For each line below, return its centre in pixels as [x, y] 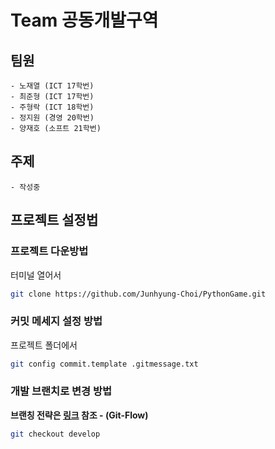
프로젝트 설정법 [54, 220]
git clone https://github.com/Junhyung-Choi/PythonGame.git [138, 294]
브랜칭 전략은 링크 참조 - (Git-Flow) [79, 415]
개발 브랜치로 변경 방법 [61, 391]
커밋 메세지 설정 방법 [56, 321]
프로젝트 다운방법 [49, 251]
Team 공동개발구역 [84, 20]
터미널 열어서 [36, 275]
